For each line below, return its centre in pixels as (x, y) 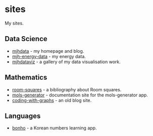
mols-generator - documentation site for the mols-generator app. (80, 95)
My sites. (14, 23)
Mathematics (26, 78)
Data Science (26, 39)
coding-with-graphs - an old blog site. (52, 100)
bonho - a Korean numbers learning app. (54, 128)
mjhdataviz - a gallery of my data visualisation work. (66, 62)
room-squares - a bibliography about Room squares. (67, 89)
